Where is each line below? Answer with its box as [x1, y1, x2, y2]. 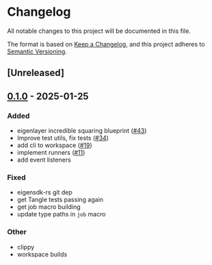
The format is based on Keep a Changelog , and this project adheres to [7, 40, 205, 48]
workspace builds [16, 250, 68, 258]
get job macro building [16, 203, 81, 211]
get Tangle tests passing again [16, 196, 104, 204]
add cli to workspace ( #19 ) [16, 141, 92, 149]
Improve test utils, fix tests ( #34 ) [16, 134, 109, 142]
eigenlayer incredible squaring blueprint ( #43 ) [16, 127, 147, 135]
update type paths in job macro [16, 210, 106, 218]
